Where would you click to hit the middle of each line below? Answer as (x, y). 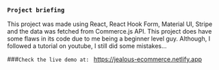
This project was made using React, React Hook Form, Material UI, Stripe (110, 24)
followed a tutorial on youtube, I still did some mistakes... (87, 46)
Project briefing (36, 10)
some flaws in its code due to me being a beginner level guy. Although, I (109, 39)
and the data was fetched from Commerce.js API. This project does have (109, 32)
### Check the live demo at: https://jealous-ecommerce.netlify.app (105, 59)
